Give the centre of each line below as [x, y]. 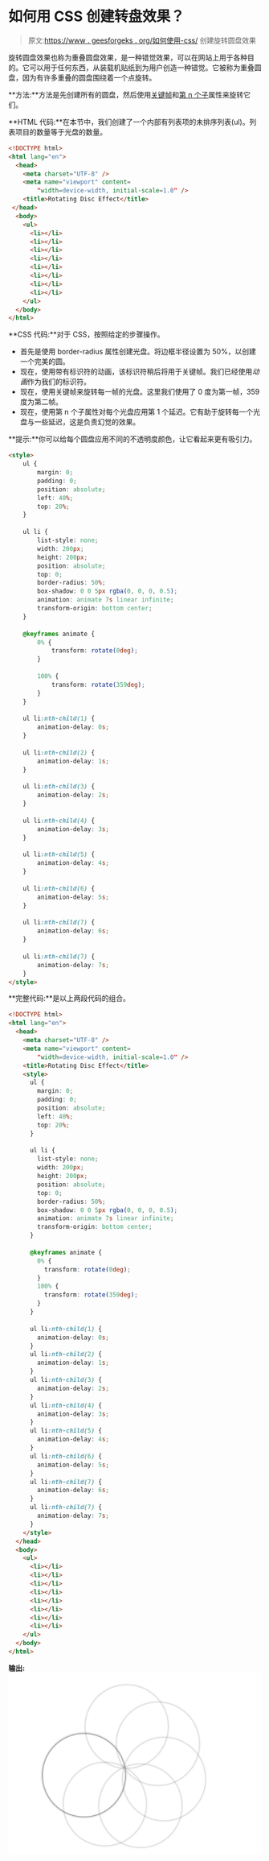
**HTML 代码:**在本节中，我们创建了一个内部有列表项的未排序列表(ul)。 [129, 122]
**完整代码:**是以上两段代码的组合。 [69, 999]
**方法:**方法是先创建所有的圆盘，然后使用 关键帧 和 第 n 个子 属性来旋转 [126, 94]
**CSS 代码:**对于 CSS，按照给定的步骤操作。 [86, 334]
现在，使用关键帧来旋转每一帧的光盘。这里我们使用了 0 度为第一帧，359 [140, 392]
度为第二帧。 [41, 402]
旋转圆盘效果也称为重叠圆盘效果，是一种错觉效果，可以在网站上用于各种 [128, 57]
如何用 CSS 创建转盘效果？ [96, 17]
